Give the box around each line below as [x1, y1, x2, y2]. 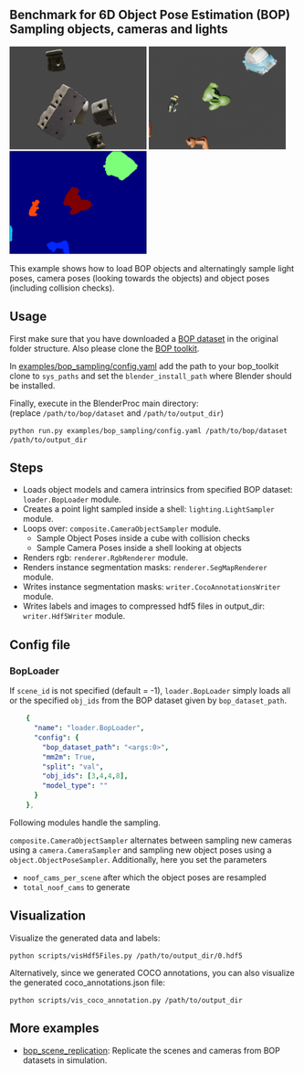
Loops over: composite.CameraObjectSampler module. [22, 523, 222, 534]
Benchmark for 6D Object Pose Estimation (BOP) [9, 7, 290, 23]
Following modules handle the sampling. [9, 817, 162, 828]
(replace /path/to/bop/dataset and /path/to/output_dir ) [9, 407, 225, 419]
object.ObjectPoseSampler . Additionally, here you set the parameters [9, 854, 267, 865]
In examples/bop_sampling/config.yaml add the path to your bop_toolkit [9, 360, 279, 371]
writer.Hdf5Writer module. [22, 611, 126, 621]
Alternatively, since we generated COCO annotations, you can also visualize [9, 967, 295, 978]
